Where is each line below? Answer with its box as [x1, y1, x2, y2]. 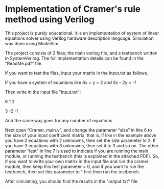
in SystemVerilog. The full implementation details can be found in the [5, 55, 144, 61]
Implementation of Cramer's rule [5, 3, 141, 15]
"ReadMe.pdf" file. [5, 60, 43, 66]
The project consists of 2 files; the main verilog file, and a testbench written [5, 50, 158, 56]
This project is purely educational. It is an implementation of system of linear [5, 30, 159, 36]
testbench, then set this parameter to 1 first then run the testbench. [5, 168, 141, 175]
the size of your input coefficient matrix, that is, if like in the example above [5, 132, 157, 138]
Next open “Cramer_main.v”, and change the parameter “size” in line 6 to [5, 127, 152, 133]
